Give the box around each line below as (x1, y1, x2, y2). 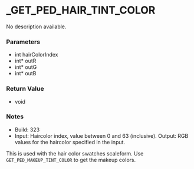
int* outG (14, 64, 37, 71)
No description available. (6, 23, 67, 30)
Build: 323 (14, 126, 40, 133)
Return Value (6, 85, 44, 93)
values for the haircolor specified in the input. (14, 138, 126, 145)
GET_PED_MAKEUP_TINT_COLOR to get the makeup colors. (6, 156, 136, 163)
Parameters (6, 38, 40, 46)
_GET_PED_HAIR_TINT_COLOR (6, 4, 156, 17)
